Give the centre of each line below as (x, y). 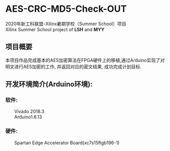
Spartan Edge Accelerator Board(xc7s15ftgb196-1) (67, 143)
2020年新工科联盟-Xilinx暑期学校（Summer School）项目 (66, 24)
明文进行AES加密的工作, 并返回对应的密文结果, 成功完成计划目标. (73, 67)
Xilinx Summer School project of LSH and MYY (55, 29)
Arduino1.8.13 (28, 117)
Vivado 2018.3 (29, 112)
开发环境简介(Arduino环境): (49, 84)
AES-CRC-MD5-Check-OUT (66, 9)
